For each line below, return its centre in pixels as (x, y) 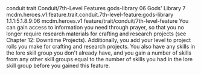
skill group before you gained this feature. (58, 65)
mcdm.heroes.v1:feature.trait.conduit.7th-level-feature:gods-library (90, 14)
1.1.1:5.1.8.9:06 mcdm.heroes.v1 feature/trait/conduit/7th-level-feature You (97, 21)
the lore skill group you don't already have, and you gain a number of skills (99, 53)
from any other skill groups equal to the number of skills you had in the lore (100, 59)
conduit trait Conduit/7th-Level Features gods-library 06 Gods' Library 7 (96, 8)
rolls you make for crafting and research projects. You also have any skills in (101, 46)
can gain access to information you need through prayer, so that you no (95, 27)
